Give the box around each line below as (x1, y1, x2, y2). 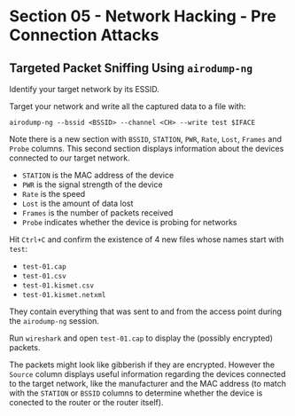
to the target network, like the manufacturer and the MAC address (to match (9, 379, 286, 389)
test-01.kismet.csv (21, 281, 95, 290)
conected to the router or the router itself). (9, 397, 164, 407)
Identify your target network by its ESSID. (9, 84, 159, 94)
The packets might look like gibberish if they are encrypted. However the (9, 359, 276, 370)
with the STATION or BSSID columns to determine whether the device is (9, 388, 263, 398)
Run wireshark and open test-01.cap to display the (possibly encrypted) (9, 333, 273, 343)
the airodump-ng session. (9, 316, 100, 326)
